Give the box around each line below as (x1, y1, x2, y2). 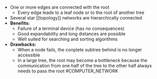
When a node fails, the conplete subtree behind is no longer (17, 47, 142, 52)
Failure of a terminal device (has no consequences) (17, 25, 125, 31)
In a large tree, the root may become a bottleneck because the (17, 57, 147, 63)
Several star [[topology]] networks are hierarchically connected (10, 15, 142, 20)
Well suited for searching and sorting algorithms (17, 36, 118, 42)
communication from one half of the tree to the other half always (17, 62, 152, 68)
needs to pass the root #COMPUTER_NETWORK (17, 68, 119, 74)
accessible (17, 52, 40, 58)
